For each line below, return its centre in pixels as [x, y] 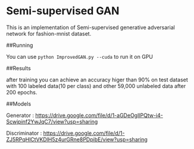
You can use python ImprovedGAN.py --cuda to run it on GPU [80, 56]
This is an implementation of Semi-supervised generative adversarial [91, 27]
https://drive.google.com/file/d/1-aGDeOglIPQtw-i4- [99, 115]
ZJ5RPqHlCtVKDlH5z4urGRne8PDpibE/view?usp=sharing [77, 139]
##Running [20, 45]
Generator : [20, 115]
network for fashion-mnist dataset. [49, 33]
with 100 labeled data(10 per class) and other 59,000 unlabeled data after [96, 86]
